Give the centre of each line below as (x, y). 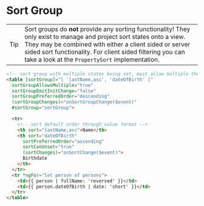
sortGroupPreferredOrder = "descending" (61, 97)
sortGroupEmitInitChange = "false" (54, 91)
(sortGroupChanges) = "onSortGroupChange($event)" (74, 102)
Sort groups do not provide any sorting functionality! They (107, 29)
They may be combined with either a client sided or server (107, 44)
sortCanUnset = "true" (48, 147)
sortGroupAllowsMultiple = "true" (53, 85)
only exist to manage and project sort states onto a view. (105, 36)
